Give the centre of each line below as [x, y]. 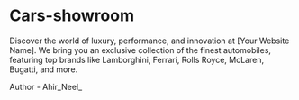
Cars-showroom [72, 16]
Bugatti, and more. [44, 69]
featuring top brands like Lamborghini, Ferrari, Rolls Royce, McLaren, [136, 59]
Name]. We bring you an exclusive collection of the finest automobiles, [140, 50]
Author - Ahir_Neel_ [46, 86]
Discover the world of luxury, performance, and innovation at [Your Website [149, 41]
